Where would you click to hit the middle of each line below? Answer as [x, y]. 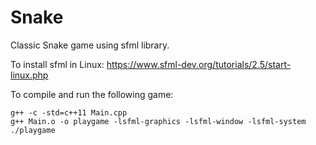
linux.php [29, 75]
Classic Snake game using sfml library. [90, 45]
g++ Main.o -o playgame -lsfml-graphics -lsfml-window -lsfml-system [158, 121]
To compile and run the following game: [92, 94]
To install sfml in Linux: [57, 64]
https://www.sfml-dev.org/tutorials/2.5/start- [199, 64]
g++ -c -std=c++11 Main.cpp [69, 112]
